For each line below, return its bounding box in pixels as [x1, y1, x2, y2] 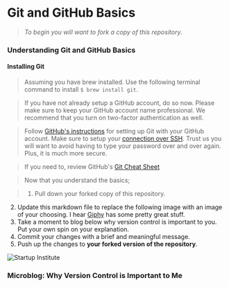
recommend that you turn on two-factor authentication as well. [24, 113, 204, 122]
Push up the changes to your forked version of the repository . [17, 240, 198, 248]
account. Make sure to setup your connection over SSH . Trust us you [24, 134, 222, 143]
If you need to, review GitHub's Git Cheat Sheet [24, 163, 160, 171]
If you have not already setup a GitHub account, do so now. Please [24, 99, 215, 107]
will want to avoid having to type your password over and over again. [24, 142, 221, 150]
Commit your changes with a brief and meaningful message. [17, 233, 191, 241]
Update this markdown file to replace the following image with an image [17, 203, 223, 211]
